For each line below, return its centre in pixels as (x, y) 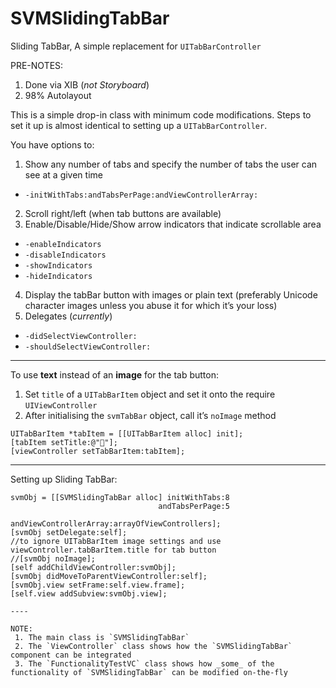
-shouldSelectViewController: (88, 347)
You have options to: (52, 144)
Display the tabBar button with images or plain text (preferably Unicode (171, 294)
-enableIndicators (63, 244)
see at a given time (63, 174)
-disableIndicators (65, 255)
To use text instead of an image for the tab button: (114, 374)
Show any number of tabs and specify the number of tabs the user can (171, 164)
